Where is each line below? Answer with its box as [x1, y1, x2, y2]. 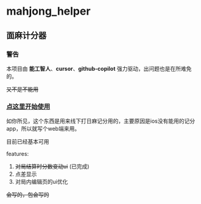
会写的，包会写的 [6, 191, 49, 199]
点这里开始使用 [6, 102, 51, 111]
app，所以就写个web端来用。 [6, 125, 80, 133]
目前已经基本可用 [6, 138, 49, 145]
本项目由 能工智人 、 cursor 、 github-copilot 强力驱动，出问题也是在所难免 [6, 65, 192, 72]
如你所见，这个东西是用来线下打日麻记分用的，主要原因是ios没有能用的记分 [6, 117, 196, 125]
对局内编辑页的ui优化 [15, 178, 68, 186]
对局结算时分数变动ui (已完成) [15, 163, 90, 170]
